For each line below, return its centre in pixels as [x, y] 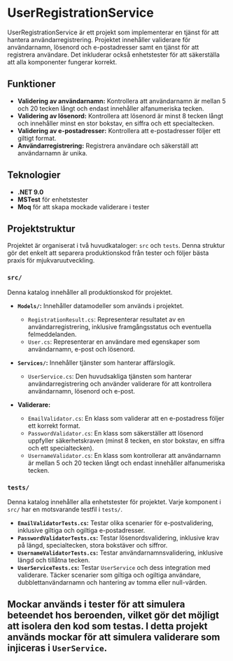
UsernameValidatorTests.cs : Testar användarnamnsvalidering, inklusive [120, 552]
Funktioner [31, 84]
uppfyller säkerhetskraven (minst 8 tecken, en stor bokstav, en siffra [126, 440]
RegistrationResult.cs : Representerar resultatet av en [106, 319]
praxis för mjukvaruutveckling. [51, 260]
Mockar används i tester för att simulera [96, 605]
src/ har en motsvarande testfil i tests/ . [65, 509]
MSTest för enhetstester [53, 199]
